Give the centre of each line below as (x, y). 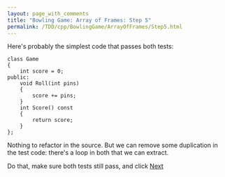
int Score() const (46, 108)
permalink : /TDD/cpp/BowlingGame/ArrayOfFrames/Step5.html (95, 26)
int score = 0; (42, 71)
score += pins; (55, 96)
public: (19, 77)
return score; (53, 120)
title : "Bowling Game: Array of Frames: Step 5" (79, 20)
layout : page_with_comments (48, 14)
